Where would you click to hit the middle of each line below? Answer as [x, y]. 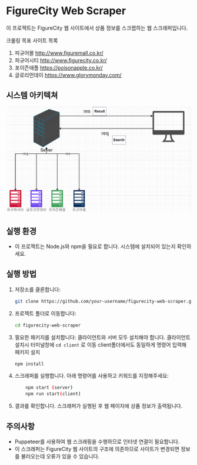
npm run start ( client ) [53, 394]
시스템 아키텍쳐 [32, 95]
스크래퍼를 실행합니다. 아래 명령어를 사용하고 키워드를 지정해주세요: [91, 376]
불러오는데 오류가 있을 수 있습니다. [60, 456]
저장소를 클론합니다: [37, 289]
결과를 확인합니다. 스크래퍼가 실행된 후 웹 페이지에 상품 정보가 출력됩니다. [98, 406]
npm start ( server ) [49, 388]
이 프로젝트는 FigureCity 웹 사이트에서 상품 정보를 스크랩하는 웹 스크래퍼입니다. [97, 28]
